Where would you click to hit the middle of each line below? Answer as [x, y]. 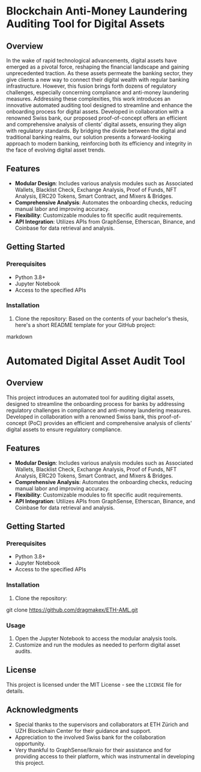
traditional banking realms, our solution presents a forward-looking [89, 137]
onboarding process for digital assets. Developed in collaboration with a [95, 112]
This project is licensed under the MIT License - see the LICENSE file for [94, 684]
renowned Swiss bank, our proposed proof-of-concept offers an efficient [97, 118]
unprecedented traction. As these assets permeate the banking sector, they [100, 73]
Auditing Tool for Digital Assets [85, 24]
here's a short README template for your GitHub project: [85, 325]
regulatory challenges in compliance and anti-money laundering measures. [99, 410]
